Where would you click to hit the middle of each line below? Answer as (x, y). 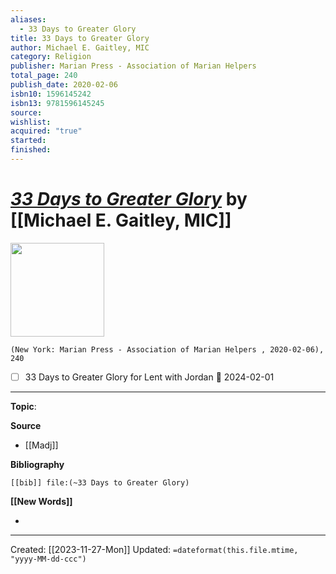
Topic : (23, 406)
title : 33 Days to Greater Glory (80, 38)
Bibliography (37, 464)
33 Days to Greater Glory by (129, 199)
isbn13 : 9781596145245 (57, 103)
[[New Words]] (41, 501)
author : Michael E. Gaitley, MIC (80, 47)
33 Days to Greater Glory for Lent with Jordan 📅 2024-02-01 (149, 377)
